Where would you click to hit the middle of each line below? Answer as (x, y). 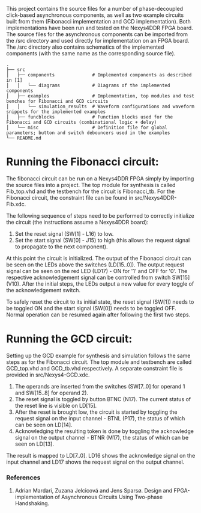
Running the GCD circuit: (69, 339)
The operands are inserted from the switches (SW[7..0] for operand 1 (100, 386)
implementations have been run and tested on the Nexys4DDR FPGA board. (100, 28)
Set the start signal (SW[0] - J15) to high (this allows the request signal (102, 240)
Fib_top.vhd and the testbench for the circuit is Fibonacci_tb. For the (91, 191)
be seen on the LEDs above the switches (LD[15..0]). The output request (95, 265)
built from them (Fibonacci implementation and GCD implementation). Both (98, 21)
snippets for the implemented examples (56, 112)
